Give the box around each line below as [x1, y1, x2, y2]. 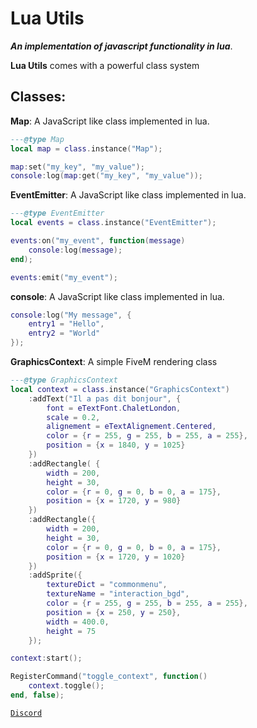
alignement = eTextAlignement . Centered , [46, 422, 217, 432]
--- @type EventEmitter [10, 208, 105, 219]
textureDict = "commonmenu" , [46, 580, 168, 590]
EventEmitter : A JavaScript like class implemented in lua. [10, 189, 247, 201]
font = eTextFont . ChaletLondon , [46, 403, 182, 413]
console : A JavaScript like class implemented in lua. [10, 290, 225, 302]
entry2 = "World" [28, 328, 101, 339]
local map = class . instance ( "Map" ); [10, 143, 163, 154]
